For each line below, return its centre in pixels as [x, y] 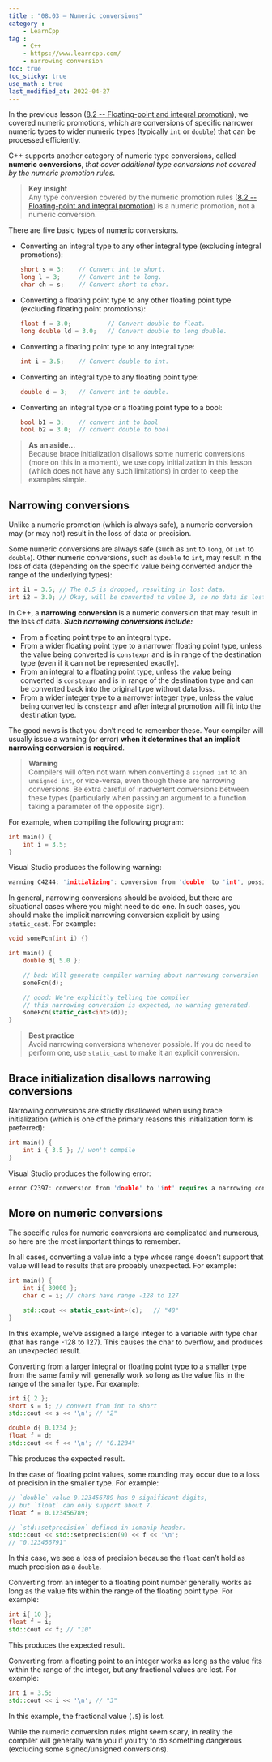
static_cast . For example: [52, 924]
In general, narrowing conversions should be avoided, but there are [121, 898]
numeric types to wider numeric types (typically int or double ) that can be [132, 131]
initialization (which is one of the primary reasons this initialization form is [131, 1119]
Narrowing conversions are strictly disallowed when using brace [115, 1110]
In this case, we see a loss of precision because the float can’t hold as [127, 1558]
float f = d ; [30, 1436]
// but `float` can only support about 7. [81, 1505]
